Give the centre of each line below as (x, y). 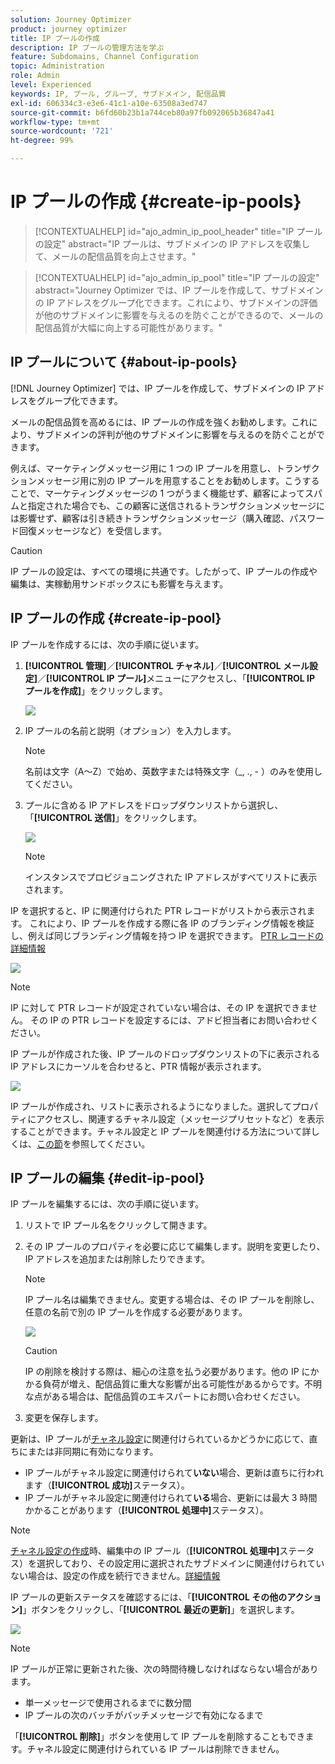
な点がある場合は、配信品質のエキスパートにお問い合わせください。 (165, 1397)
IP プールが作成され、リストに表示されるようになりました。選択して (151, 1106)
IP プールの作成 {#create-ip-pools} (156, 202)
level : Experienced (51, 85)
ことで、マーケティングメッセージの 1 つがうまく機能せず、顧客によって (158, 493)
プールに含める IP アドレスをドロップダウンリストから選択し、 (154, 805)
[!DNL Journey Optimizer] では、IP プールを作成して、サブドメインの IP (157, 388)
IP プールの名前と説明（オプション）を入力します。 (130, 730)
